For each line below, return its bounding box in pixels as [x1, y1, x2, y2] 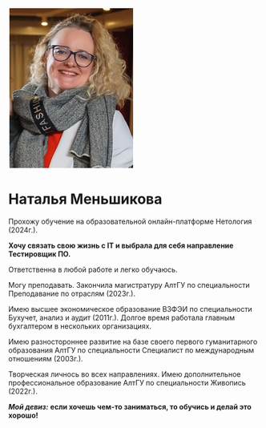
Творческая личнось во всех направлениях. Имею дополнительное [8, 369, 241, 379]
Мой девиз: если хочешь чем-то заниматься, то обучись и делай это [8, 402, 252, 411]
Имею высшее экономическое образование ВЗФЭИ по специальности [8, 304, 252, 313]
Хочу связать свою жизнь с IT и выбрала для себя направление [8, 240, 234, 250]
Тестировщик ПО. [8, 248, 71, 259]
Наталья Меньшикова [8, 190, 163, 208]
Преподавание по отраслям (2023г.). [8, 289, 136, 298]
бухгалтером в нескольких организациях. [8, 321, 152, 331]
